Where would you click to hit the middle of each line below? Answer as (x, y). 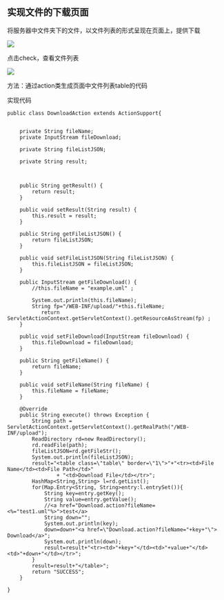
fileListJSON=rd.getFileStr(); (77, 451)
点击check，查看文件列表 (43, 58)
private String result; (54, 161)
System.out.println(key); (81, 523)
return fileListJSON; (63, 240)
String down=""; (67, 517)
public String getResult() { (61, 186)
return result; (54, 192)
